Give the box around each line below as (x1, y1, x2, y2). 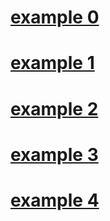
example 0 (10, 6, 100, 29)
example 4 (10, 189, 100, 211)
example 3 (10, 143, 99, 166)
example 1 (10, 52, 95, 75)
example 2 (10, 97, 99, 120)
